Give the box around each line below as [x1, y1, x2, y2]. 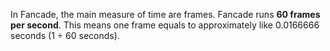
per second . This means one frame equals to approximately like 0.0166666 [10, 19, 320, 31]
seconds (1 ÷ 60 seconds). [10, 30, 120, 41]
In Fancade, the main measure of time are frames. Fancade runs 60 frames [10, 9, 321, 20]
